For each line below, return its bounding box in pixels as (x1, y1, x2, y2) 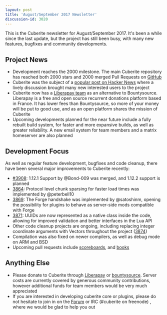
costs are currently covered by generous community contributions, (12, 277, 150, 283)
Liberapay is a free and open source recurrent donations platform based (12, 95, 161, 101)
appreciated (12, 288, 37, 294)
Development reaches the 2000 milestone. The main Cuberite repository (12, 68, 162, 75)
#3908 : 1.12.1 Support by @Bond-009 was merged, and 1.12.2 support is (12, 175, 160, 181)
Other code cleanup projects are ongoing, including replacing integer (12, 223, 155, 229)
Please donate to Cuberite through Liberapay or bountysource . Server (12, 272, 157, 278)
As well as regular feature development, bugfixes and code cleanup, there (5, 160, 157, 166)
